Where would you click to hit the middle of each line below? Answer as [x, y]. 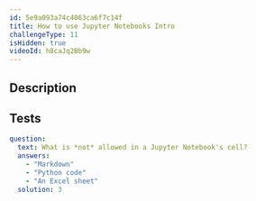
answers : [34, 156]
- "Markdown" [50, 164]
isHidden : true [38, 43]
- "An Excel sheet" [62, 181]
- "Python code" [56, 172]
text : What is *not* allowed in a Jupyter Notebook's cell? [133, 148]
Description [43, 88]
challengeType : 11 [44, 34]
